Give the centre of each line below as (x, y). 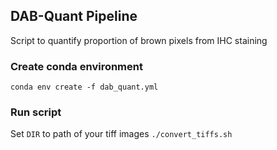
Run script (36, 112)
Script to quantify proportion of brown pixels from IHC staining (139, 40)
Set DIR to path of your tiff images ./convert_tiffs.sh (121, 134)
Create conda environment (76, 66)
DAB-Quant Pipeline (74, 16)
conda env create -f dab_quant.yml (84, 87)
